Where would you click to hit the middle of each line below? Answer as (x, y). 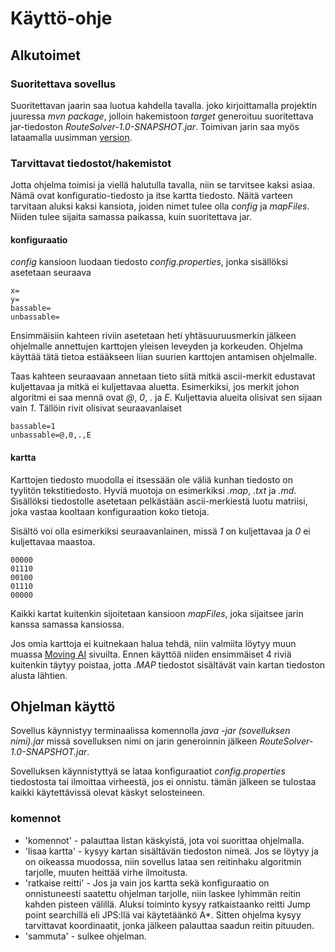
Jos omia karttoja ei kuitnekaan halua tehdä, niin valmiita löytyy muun (153, 643)
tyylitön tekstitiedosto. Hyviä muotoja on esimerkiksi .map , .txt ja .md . (153, 490)
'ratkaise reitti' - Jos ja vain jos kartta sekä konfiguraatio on (147, 883)
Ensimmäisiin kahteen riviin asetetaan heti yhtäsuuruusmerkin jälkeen (153, 336)
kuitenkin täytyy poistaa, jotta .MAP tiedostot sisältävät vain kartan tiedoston (168, 664)
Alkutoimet (46, 55)
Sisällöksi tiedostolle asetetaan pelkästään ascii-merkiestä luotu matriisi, (159, 501)
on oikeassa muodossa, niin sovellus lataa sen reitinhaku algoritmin (163, 861)
